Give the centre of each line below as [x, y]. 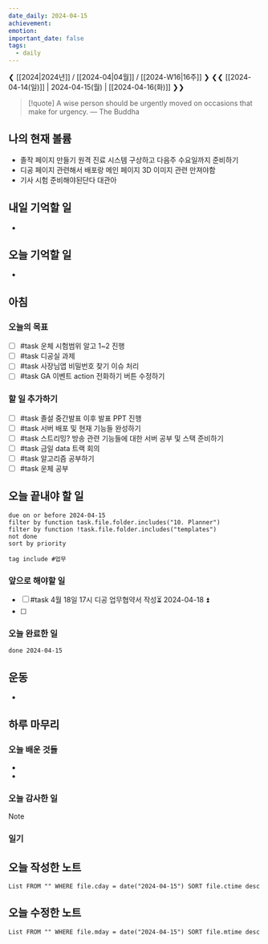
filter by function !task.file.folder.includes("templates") [113, 529]
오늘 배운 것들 [33, 749]
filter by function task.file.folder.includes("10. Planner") [114, 522]
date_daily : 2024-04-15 [48, 16]
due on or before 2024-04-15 [57, 515]
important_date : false [46, 38]
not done [23, 536]
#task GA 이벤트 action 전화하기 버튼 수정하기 [92, 376]
